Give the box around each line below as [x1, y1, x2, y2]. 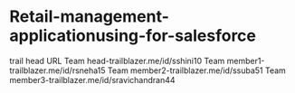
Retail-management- [9, 6, 170, 27]
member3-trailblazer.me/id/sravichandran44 [9, 74, 176, 85]
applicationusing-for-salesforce [9, 25, 256, 46]
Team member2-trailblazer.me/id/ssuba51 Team [107, 65, 287, 76]
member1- [226, 55, 265, 66]
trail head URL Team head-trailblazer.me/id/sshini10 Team [9, 55, 225, 66]
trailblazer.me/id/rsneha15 [9, 65, 106, 76]
